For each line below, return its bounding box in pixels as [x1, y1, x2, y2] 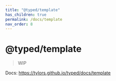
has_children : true [5, 12, 47, 17]
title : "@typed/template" [5, 7, 60, 13]
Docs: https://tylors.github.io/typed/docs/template [5, 70, 111, 76]
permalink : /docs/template [5, 17, 63, 22]
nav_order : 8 [5, 21, 33, 27]
